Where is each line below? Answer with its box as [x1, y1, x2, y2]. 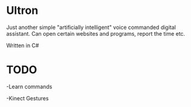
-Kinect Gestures [6, 94, 49, 102]
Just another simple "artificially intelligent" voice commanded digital [6, 24, 176, 31]
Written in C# [6, 42, 39, 49]
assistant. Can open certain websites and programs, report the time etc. [6, 30, 186, 37]
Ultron [6, 4, 39, 18]
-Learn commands [6, 83, 53, 90]
